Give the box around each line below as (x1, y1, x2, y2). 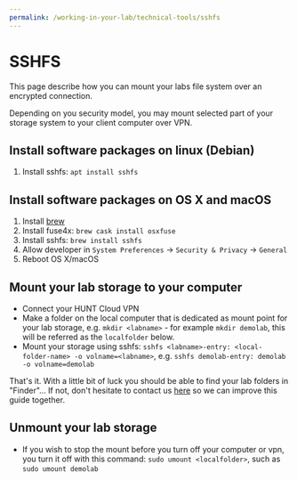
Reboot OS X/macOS (21, 254, 100, 265)
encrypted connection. (9, 90, 93, 101)
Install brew (21, 216, 65, 227)
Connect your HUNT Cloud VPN (21, 304, 140, 314)
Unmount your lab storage (9, 420, 157, 436)
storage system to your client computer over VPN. (9, 117, 193, 127)
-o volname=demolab (21, 360, 95, 369)
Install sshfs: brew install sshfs (21, 235, 142, 246)
